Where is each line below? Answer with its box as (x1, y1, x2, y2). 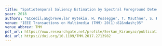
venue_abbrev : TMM (5, 25, 42, 30)
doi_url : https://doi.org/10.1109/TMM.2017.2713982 (5, 34, 111, 39)
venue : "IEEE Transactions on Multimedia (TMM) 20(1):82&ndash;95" (5, 20, 144, 25)
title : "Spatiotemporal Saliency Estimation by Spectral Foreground (5, 7, 146, 12)
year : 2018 (5, 11, 27, 16)
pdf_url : (5, 29, 23, 34)
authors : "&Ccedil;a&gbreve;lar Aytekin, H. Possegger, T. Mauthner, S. (5, 16, 154, 21)
